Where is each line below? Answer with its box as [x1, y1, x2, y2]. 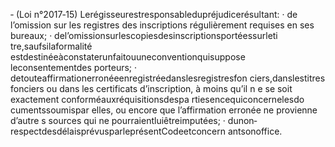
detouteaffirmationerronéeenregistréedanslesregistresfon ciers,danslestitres [10, 72, 326, 84]
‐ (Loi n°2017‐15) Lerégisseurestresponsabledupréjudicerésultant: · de [10, 9, 298, 20]
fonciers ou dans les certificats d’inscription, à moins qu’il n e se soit [10, 83, 293, 94]
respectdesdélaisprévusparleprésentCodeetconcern [10, 125, 227, 137]
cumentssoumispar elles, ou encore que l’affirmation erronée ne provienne [10, 104, 318, 116]
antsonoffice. [227, 125, 283, 137]
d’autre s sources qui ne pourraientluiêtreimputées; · [10, 115, 226, 126]
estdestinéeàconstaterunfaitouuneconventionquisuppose [10, 51, 246, 63]
